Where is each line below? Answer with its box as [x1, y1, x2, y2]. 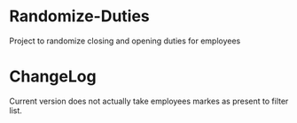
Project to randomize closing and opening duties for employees [9, 35, 241, 46]
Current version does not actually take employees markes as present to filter [9, 96, 289, 106]
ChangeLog [9, 66, 97, 87]
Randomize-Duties [9, 6, 151, 27]
